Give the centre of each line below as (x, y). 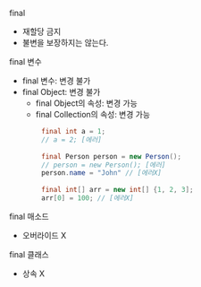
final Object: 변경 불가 (61, 92)
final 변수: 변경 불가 (56, 81)
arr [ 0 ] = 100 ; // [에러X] (88, 198)
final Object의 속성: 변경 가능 (87, 103)
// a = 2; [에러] (72, 139)
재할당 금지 (42, 31)
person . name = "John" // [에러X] (102, 173)
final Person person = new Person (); (111, 156)
